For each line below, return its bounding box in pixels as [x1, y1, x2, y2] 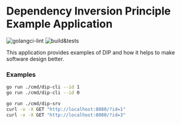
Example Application [6, 17, 113, 31]
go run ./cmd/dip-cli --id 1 [6, 84, 80, 90]
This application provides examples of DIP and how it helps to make [6, 48, 176, 56]
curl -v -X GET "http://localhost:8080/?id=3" [6, 112, 126, 118]
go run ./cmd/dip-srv [6, 100, 61, 106]
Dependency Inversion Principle [6, 4, 171, 18]
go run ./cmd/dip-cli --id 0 [6, 90, 80, 96]
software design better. [6, 55, 65, 62]
